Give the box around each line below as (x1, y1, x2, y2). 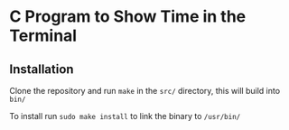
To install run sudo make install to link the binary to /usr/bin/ (9, 111, 241, 121)
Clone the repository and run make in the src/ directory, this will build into (9, 86, 281, 96)
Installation (9, 61, 74, 77)
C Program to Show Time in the (9, 6, 247, 27)
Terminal (9, 25, 78, 46)
